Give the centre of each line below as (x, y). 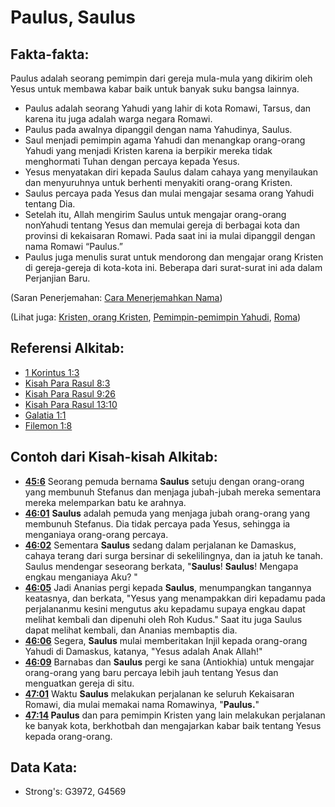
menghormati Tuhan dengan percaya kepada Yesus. (132, 161)
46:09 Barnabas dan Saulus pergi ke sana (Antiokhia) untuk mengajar (169, 662)
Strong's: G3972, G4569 (75, 792)
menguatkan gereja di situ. (79, 683)
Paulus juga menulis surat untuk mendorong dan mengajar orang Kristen (174, 257)
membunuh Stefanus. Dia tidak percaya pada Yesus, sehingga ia (157, 523)
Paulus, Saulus (73, 17)
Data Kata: (44, 767)
